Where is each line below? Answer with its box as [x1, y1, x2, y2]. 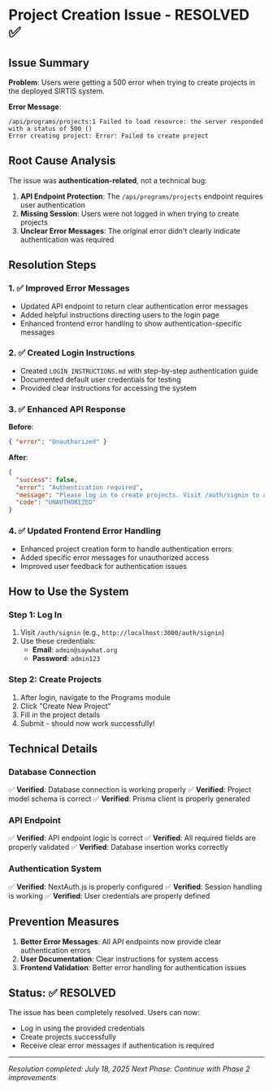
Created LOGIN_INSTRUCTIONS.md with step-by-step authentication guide [19, 366, 258, 375]
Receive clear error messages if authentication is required [19, 1040, 214, 1051]
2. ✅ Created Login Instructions [8, 348, 136, 359]
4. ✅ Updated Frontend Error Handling [8, 525, 161, 536]
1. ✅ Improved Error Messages [8, 282, 130, 294]
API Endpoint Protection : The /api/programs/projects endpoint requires [19, 191, 263, 201]
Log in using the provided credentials [19, 1023, 145, 1033]
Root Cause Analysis [8, 154, 116, 168]
